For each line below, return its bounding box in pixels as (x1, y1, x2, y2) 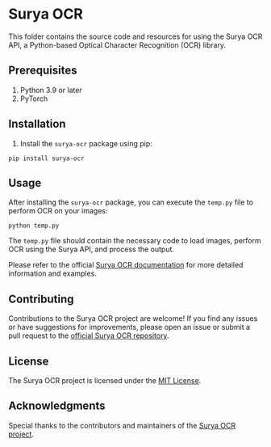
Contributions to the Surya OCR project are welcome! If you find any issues (8, 314, 258, 323)
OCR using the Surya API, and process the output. (8, 244, 175, 255)
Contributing (8, 292, 74, 306)
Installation (8, 117, 66, 131)
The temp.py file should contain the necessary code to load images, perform (8, 236, 261, 246)
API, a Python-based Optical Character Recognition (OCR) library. (8, 40, 227, 49)
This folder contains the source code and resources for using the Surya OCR (8, 32, 263, 41)
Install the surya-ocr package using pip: (19, 138, 153, 148)
